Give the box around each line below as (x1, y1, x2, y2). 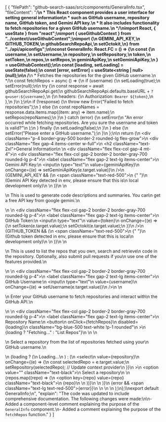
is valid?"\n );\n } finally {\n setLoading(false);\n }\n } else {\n (5, 125, 128, 130)
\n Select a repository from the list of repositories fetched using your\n (5, 339, 149, 345)
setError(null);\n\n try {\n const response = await (5, 83, 104, 88)
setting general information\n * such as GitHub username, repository (5, 15, 150, 20)
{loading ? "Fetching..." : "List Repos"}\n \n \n (5, 330, 97, 335)
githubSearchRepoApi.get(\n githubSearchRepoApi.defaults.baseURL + (5, 88, 150, 94)
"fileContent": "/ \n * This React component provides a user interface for (5, 9, 155, 15)
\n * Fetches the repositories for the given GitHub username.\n (29, 73, 156, 78)
